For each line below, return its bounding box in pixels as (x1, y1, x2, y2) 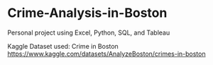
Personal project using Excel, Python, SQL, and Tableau (7, 28, 170, 37)
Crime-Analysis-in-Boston (7, 5, 168, 21)
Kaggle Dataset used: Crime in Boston (7, 42, 119, 50)
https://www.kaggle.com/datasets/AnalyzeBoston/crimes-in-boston (7, 49, 206, 58)
